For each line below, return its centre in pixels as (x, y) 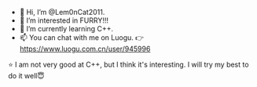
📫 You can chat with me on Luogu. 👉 (81, 38)
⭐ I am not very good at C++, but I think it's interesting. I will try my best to (128, 64)
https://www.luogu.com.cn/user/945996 (85, 49)
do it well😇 (26, 76)
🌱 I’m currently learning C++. (66, 29)
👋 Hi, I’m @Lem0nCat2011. (62, 12)
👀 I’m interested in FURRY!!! (64, 20)
